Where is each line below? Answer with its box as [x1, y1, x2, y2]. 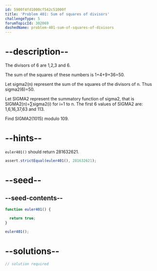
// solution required [5, 262, 49, 267]
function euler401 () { [5, 207, 51, 212]
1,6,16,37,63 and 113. [5, 106, 45, 112]
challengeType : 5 [5, 16, 40, 21]
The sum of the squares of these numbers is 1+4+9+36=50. [5, 72, 125, 78]
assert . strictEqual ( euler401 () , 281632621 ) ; [5, 158, 97, 163]
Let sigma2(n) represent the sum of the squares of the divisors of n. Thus [5, 81, 152, 87]
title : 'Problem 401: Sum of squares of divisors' [5, 12, 110, 17]
